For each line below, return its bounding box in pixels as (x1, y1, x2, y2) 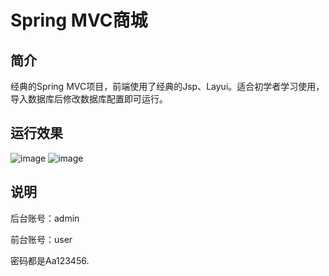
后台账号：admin (10, 212, 80, 224)
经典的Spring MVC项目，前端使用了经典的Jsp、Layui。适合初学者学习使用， (10, 81, 325, 92)
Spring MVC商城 (10, 9, 148, 32)
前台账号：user (10, 233, 73, 245)
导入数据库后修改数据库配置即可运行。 (10, 93, 168, 105)
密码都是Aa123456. (10, 254, 90, 266)
